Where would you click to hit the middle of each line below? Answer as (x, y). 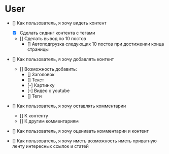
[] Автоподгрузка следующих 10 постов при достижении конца (96, 44)
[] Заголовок (41, 74)
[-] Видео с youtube (48, 90)
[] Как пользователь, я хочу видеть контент (59, 23)
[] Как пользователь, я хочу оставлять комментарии (69, 106)
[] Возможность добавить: (48, 69)
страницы (38, 49)
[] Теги (35, 96)
